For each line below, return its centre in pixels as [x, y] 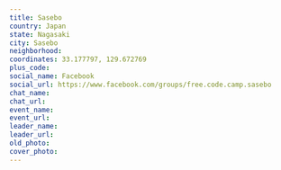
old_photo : [30, 143]
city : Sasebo [34, 43]
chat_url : [28, 101]
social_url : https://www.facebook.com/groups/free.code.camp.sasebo [140, 85]
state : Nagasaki [40, 34]
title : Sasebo [36, 18]
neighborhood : [36, 51]
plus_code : [30, 68]
